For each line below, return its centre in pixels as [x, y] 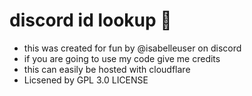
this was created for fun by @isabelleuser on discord [132, 48]
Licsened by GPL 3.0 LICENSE [86, 80]
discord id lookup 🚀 [90, 20]
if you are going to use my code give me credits [122, 58]
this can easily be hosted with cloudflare [107, 69]
